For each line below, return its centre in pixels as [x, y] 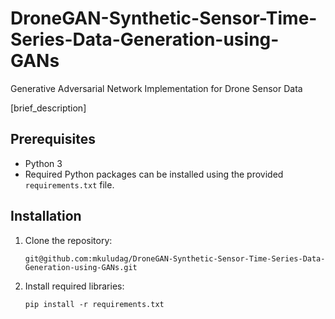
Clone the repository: [68, 240]
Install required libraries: [74, 286]
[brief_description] [48, 108]
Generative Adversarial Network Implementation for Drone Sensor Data [156, 88]
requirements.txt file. [69, 184]
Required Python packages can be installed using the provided [154, 174]
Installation [46, 216]
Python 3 [43, 163]
